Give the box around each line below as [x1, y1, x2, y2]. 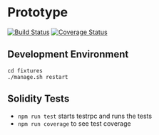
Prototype [7, 4, 68, 21]
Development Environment [7, 48, 129, 60]
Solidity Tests [7, 93, 70, 105]
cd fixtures [7, 67, 43, 75]
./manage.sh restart [7, 73, 69, 80]
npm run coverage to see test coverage [17, 119, 131, 128]
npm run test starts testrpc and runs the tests [17, 112, 152, 120]
